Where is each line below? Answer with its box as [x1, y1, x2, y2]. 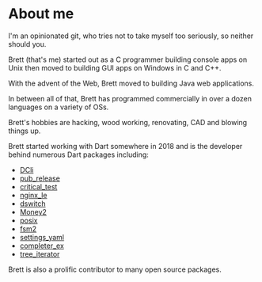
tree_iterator [19, 249, 60, 258]
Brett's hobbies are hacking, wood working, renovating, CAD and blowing [8, 117, 248, 127]
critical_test [19, 181, 58, 191]
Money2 [19, 207, 47, 216]
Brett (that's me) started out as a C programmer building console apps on [8, 55, 248, 64]
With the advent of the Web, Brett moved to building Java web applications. [8, 78, 255, 88]
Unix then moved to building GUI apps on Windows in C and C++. [8, 63, 222, 72]
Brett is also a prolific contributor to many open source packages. [8, 265, 222, 274]
